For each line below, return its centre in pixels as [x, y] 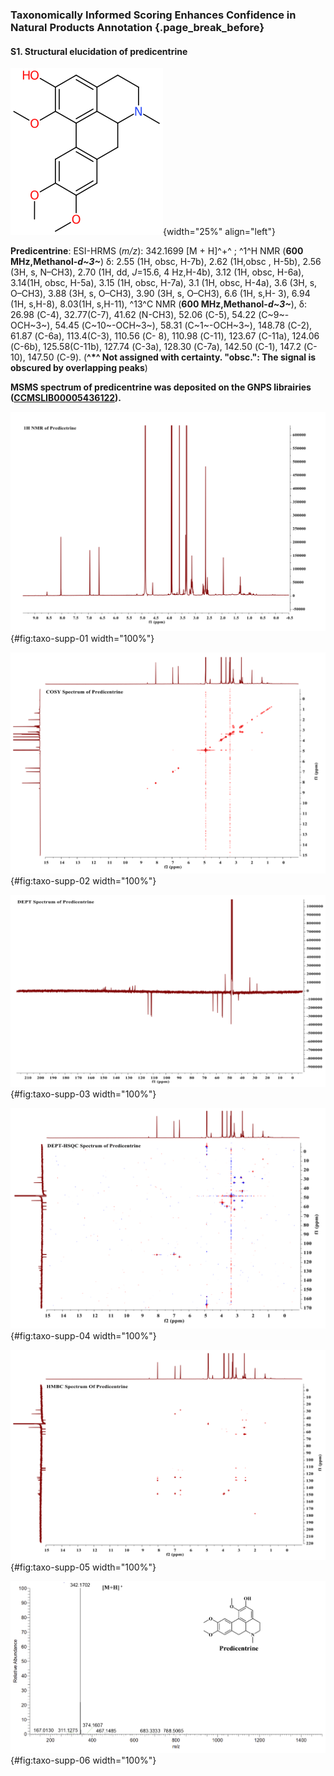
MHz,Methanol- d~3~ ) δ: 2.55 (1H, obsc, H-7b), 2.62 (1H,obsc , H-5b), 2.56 [166, 262]
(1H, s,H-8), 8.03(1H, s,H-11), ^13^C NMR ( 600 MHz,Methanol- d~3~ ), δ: [158, 304]
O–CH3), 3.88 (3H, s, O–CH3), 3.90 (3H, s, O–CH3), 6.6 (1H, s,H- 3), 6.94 [160, 294]
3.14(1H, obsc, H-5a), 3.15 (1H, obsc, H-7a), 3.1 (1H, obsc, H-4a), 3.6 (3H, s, [164, 283]
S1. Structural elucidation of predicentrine [99, 51]
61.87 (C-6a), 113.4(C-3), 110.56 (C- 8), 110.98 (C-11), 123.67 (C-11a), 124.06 [165, 336]
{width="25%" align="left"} [219, 232]
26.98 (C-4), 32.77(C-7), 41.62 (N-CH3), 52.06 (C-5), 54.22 [133, 315]
